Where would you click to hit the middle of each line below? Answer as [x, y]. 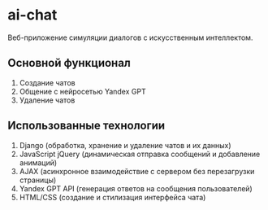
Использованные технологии [86, 126]
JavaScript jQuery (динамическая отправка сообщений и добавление [140, 154]
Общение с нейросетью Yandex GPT [83, 91]
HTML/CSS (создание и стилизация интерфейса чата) [112, 197]
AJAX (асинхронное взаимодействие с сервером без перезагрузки [137, 171]
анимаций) [38, 162]
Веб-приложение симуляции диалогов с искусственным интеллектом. [130, 37]
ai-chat [32, 15]
